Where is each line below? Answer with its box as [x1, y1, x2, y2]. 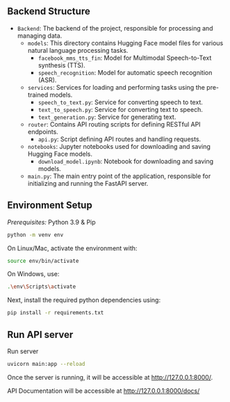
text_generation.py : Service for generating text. [38, 113, 176, 121]
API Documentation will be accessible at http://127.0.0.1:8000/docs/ [7, 386, 200, 395]
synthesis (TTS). [38, 61, 85, 69]
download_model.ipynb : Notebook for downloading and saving [38, 156, 214, 166]
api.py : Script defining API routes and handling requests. [38, 135, 202, 143]
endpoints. [27, 127, 59, 136]
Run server [7, 347, 39, 355]
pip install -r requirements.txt [7, 309, 104, 316]
